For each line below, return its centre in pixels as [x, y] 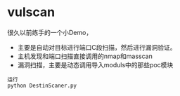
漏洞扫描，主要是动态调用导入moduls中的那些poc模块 [95, 64]
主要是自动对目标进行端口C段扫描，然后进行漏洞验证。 [97, 47]
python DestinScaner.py [42, 85]
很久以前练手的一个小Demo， [50, 32]
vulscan [31, 12]
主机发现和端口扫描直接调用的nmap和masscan [85, 56]
